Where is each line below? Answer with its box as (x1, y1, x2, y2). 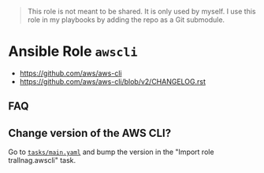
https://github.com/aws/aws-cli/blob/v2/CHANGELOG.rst (19, 76, 206, 86)
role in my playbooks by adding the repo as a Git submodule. (27, 15, 225, 24)
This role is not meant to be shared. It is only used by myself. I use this (27, 7, 256, 16)
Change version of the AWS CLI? (8, 126, 172, 140)
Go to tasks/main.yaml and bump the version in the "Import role (8, 147, 214, 156)
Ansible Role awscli (8, 42, 138, 61)
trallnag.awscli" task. (8, 156, 76, 165)
